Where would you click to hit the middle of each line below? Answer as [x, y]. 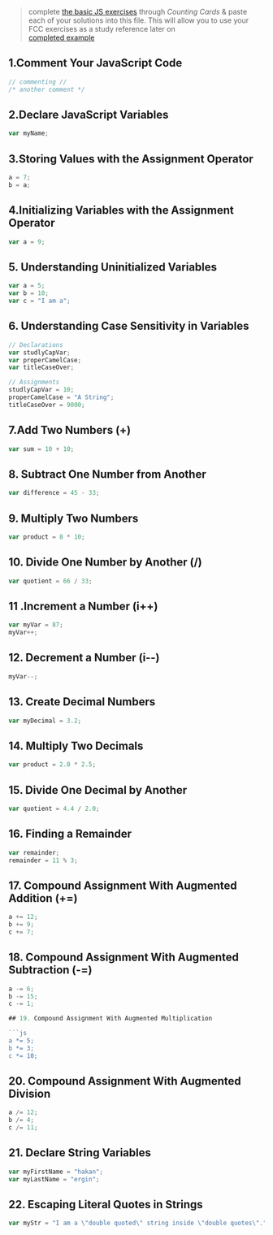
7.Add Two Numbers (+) [70, 430]
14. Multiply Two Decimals [76, 745]
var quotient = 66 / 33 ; [50, 581]
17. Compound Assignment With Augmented [123, 885]
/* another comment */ [47, 89]
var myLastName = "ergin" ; [54, 1179]
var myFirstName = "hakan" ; [56, 1172]
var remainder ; [34, 852]
